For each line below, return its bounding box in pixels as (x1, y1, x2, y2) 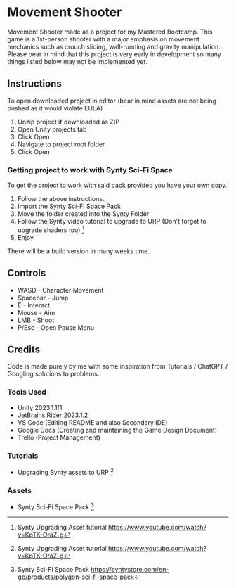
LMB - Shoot (17, 316, 55, 324)
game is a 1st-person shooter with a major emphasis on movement (7, 34, 200, 43)
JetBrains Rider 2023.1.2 (17, 411, 88, 419)
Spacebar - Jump (17, 293, 69, 302)
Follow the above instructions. (17, 195, 105, 203)
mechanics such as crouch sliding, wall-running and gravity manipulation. (7, 42, 221, 51)
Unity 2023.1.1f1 (17, 403, 63, 411)
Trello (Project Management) (17, 433, 100, 442)
